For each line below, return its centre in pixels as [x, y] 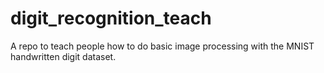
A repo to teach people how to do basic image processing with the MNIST [162, 46]
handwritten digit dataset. [63, 56]
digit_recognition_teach [111, 18]
